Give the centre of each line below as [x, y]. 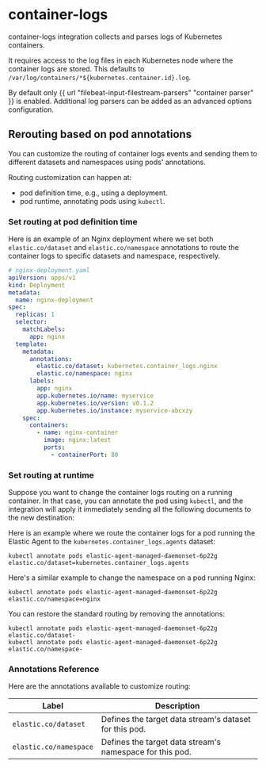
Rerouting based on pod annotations [100, 134]
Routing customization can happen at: [70, 177]
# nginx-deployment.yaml [49, 271]
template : [31, 344]
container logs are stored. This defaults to [76, 68]
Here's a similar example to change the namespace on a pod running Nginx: [132, 578]
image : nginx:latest [77, 440]
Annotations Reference [54, 670]
